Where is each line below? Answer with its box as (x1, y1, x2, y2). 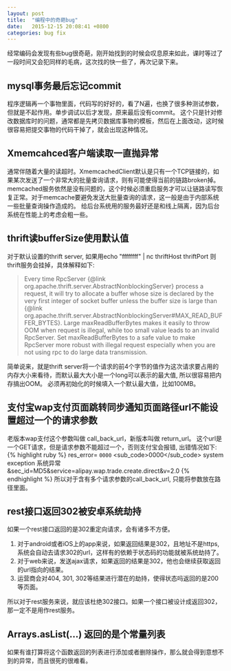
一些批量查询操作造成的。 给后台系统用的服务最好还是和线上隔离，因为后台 (7, 202, 220, 210)
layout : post (7, 10, 45, 17)
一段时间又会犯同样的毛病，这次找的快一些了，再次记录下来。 (7, 58, 182, 66)
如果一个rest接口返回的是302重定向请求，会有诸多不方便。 (7, 525, 174, 534)
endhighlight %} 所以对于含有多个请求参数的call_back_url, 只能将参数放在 (7, 474, 215, 483)
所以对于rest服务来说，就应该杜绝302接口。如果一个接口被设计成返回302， (7, 598, 221, 606)
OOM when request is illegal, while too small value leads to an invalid (23, 326, 220, 334)
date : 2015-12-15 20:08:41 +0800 (7, 23, 109, 30)
